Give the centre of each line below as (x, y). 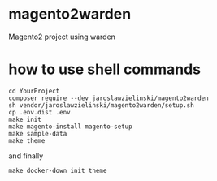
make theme (27, 140)
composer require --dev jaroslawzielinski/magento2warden (108, 98)
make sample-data (38, 134)
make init (25, 119)
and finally (26, 156)
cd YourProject (34, 91)
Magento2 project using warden (62, 37)
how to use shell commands (105, 69)
